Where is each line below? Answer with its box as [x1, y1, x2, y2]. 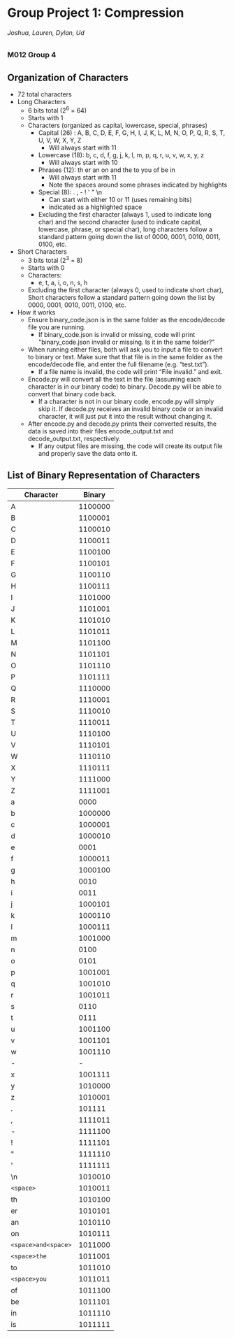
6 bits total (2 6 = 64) [27, 105, 87, 115]
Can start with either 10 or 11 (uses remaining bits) [48, 195, 192, 203]
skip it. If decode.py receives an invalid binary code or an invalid [38, 404, 224, 413]
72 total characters [17, 90, 72, 99]
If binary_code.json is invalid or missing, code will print [38, 330, 196, 338]
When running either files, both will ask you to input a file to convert [27, 345, 223, 354]
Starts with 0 [27, 264, 65, 272]
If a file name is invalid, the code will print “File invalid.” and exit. [38, 367, 223, 375]
